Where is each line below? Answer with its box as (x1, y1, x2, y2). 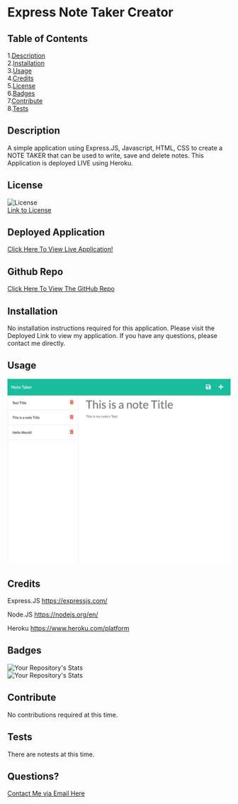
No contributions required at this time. (7, 710, 118, 719)
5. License (7, 82, 36, 89)
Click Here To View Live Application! (7, 245, 113, 254)
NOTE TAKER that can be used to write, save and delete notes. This (7, 151, 204, 160)
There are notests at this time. (7, 750, 95, 759)
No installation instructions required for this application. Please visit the (7, 324, 215, 332)
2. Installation (7, 59, 45, 67)
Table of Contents (7, 33, 89, 45)
